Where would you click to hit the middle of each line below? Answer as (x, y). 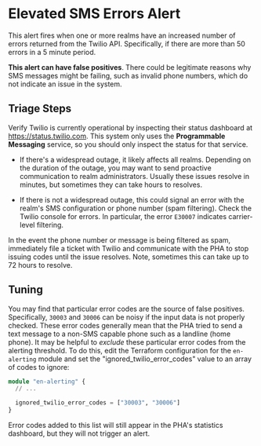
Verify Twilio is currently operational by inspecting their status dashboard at (130, 127)
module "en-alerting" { (47, 382)
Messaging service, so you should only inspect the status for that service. (128, 144)
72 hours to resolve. (40, 265)
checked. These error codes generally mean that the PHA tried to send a (125, 325)
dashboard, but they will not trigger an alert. (79, 433)
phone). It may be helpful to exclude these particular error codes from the (127, 342)
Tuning (25, 290)
